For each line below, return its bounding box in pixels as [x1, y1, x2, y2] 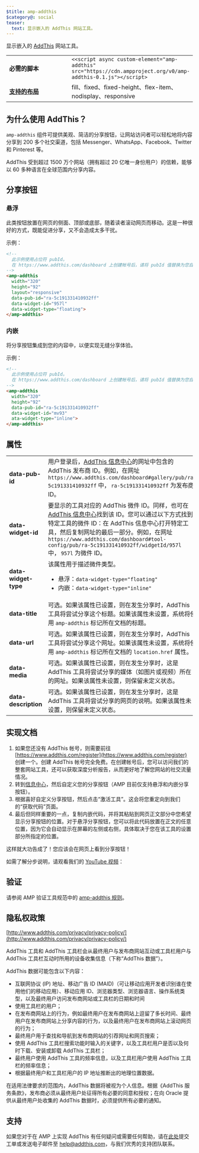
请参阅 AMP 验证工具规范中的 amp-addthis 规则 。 [6, 894, 127, 901]
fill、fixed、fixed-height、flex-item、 [71, 83, 177, 92]
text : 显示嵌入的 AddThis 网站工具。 [11, 25, 96, 31]
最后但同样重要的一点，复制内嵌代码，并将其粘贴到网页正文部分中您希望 [14, 810, 191, 817]
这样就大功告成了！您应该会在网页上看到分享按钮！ [6, 845, 131, 852]
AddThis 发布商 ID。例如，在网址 [47, 466, 140, 474]
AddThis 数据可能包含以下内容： [6, 968, 85, 975]
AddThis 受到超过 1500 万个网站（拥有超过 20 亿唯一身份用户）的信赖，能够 [6, 159, 192, 166]
